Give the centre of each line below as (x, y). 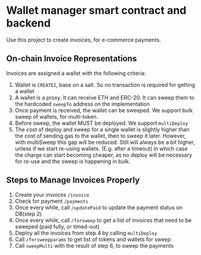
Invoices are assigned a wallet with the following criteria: (76, 73)
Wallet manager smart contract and (96, 10)
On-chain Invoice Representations (71, 58)
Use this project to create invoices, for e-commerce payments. (84, 40)
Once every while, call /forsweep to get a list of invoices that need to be (103, 220)
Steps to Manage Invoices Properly (73, 180)
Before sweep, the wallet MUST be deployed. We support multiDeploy (101, 123)
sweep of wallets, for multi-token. (56, 116)
